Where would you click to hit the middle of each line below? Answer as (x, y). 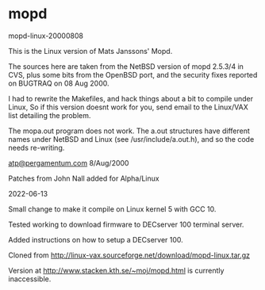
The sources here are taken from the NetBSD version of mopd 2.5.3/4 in (126, 66)
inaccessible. (30, 279)
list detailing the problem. (50, 115)
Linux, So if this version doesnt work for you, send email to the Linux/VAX (128, 107)
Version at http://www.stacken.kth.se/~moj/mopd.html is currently (116, 270)
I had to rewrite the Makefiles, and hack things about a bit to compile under (131, 98)
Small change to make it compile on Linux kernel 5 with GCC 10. (112, 209)
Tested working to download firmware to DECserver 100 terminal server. (126, 224)
